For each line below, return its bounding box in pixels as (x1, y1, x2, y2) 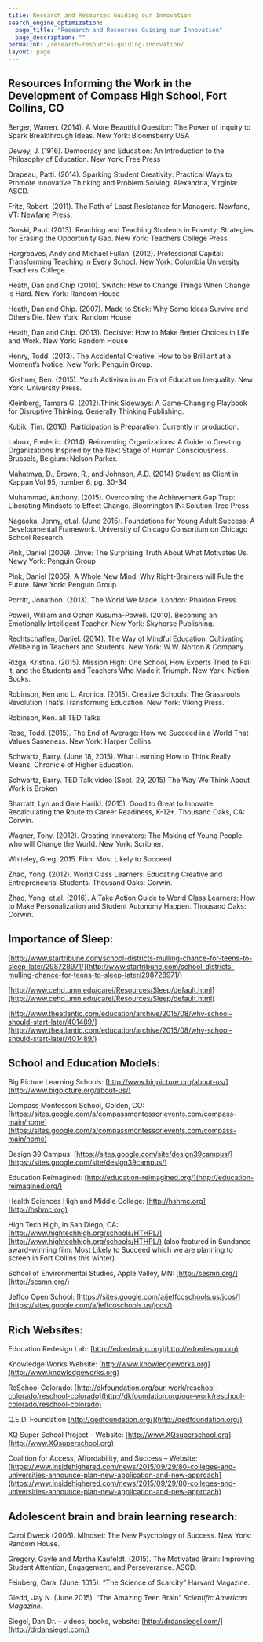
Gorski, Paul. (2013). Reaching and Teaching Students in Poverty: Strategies (8, 225, 254, 234)
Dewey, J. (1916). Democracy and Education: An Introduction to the (8, 146, 225, 155)
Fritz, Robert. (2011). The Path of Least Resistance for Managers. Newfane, (8, 201, 250, 210)
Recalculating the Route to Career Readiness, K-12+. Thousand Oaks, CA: (8, 806, 246, 817)
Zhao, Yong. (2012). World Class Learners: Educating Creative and (8, 869, 223, 879)
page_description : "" (15, 33, 86, 42)
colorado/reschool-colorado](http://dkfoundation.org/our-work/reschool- (8, 1391, 246, 1401)
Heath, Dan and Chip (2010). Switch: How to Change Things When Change (8, 280, 250, 290)
